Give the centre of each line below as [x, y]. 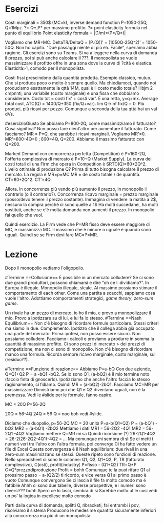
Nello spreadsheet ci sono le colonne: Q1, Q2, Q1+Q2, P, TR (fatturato [75, 459]
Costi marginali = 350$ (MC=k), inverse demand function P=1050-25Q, [76, 22]
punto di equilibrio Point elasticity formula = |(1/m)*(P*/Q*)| [65, 33]
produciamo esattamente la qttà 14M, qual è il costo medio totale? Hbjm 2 [79, 88]
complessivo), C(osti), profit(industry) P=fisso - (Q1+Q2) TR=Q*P [71, 464]
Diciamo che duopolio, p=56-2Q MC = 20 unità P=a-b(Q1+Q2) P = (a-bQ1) [80, 423]
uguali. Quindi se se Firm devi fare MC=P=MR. [52, 235]
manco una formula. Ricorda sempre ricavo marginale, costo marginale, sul [80, 354]
